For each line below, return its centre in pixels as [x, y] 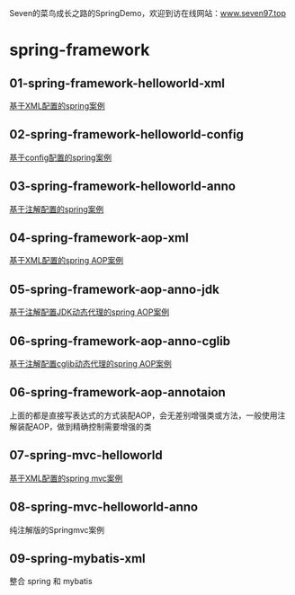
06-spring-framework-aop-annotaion [118, 392]
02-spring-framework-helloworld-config [127, 134]
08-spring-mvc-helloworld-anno [104, 507]
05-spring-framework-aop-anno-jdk [115, 289]
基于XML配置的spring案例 [57, 106]
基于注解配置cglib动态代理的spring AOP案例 [91, 364]
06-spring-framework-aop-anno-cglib [120, 341]
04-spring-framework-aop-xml [99, 238]
